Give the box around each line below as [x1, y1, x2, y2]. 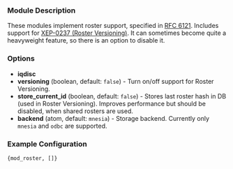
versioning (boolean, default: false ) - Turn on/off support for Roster [17, 77, 214, 85]
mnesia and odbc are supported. [17, 122, 107, 130]
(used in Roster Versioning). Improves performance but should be [17, 99, 206, 108]
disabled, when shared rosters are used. [17, 107, 134, 115]
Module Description [7, 6, 76, 15]
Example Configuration [7, 139, 87, 149]
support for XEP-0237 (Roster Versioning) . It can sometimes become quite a [7, 29, 227, 37]
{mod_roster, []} [7, 154, 58, 162]
